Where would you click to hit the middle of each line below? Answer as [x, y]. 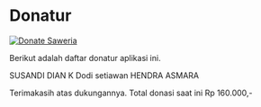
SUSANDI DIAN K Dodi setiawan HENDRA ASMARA [104, 75]
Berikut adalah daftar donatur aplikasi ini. [85, 58]
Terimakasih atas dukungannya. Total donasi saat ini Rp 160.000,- [131, 93]
